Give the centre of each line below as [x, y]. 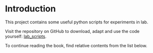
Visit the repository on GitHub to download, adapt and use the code [72, 31]
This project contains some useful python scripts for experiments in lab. [77, 22]
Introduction [31, 9]
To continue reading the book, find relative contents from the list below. [76, 45]
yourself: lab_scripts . [26, 36]
